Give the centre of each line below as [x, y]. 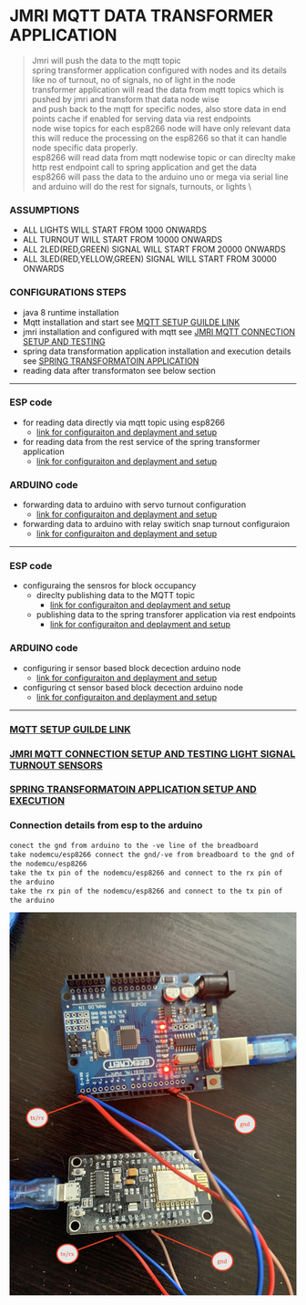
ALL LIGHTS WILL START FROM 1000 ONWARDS [115, 230]
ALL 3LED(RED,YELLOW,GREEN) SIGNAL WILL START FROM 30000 [150, 259]
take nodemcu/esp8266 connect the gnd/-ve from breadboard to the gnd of [153, 854]
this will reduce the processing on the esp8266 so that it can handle [159, 138]
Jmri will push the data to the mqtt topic [107, 60]
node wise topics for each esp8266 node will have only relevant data [161, 128]
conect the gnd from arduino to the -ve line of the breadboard [134, 845]
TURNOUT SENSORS [56, 765]
